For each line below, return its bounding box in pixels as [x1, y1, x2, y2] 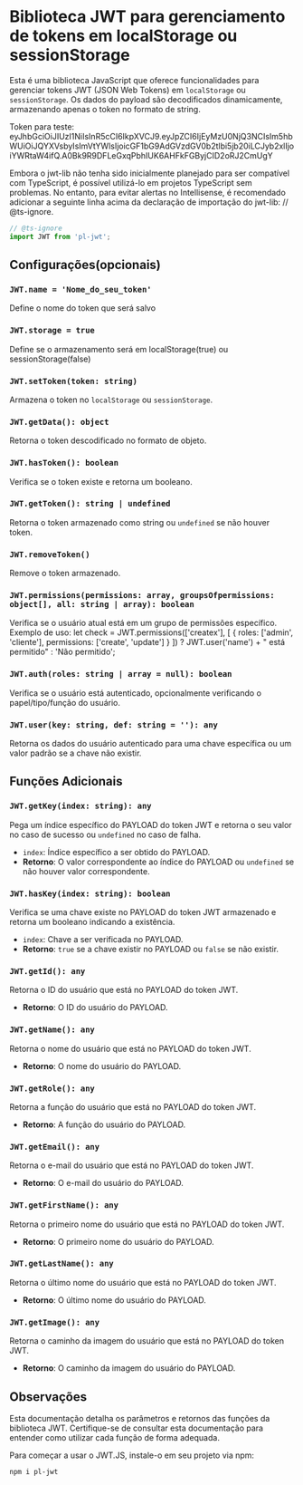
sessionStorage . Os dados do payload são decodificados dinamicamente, [9, 93, 283, 105]
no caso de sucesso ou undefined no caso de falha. [9, 829, 202, 840]
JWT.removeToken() [9, 549, 90, 559]
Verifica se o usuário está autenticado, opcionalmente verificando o [9, 687, 262, 699]
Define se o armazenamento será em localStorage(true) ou [9, 343, 229, 354]
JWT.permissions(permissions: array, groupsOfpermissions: [9, 591, 275, 601]
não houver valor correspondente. [22, 865, 151, 876]
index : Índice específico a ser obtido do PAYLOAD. [22, 846, 211, 857]
